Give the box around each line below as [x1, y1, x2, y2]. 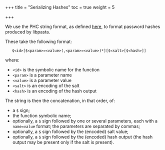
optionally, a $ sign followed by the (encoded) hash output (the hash [12, 134, 153, 139]
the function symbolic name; [12, 112, 71, 118]
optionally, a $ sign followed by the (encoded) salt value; [12, 128, 129, 134]
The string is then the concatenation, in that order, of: [5, 97, 115, 103]
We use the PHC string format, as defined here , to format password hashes [5, 23, 160, 29]
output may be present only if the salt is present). [12, 139, 114, 145]
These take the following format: [5, 38, 72, 44]
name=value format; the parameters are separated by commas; [12, 123, 140, 129]
